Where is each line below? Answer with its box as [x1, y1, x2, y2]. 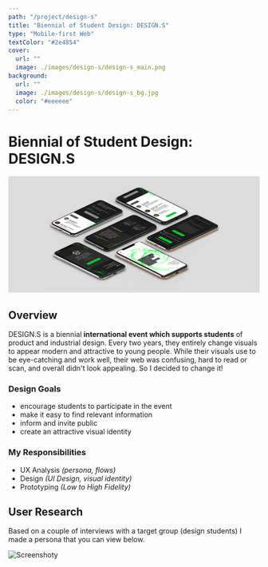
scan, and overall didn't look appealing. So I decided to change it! [8, 363, 223, 373]
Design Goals [8, 383, 61, 395]
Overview [8, 308, 58, 322]
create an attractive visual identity [19, 427, 132, 437]
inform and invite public [19, 418, 98, 428]
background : [8, 72, 48, 80]
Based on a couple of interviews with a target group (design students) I [8, 526, 242, 536]
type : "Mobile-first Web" [8, 30, 94, 38]
